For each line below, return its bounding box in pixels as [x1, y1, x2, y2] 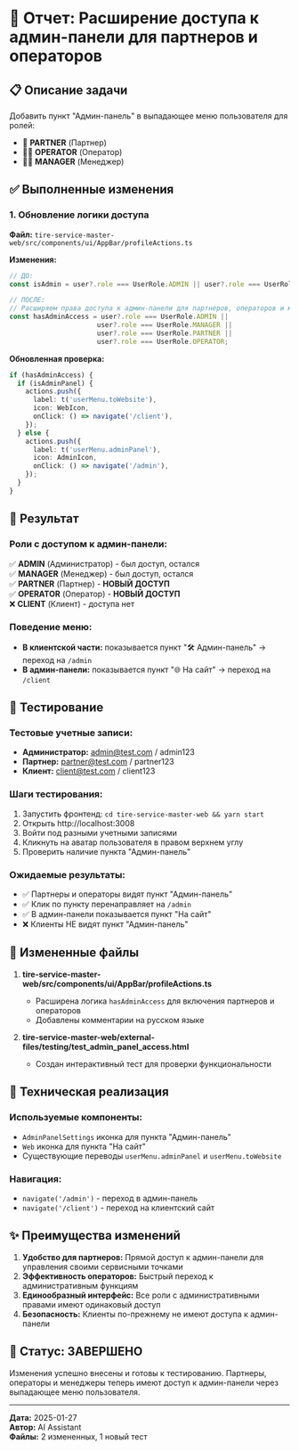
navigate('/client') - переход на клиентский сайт [21, 1202, 215, 1213]
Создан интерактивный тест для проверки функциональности [35, 1058, 272, 1069]
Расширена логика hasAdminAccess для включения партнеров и [35, 996, 275, 1006]
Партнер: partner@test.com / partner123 [21, 757, 175, 767]
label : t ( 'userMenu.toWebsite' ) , [32, 396, 158, 405]
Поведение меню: [9, 621, 93, 634]
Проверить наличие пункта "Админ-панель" [21, 846, 191, 857]
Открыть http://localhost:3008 [21, 817, 135, 828]
